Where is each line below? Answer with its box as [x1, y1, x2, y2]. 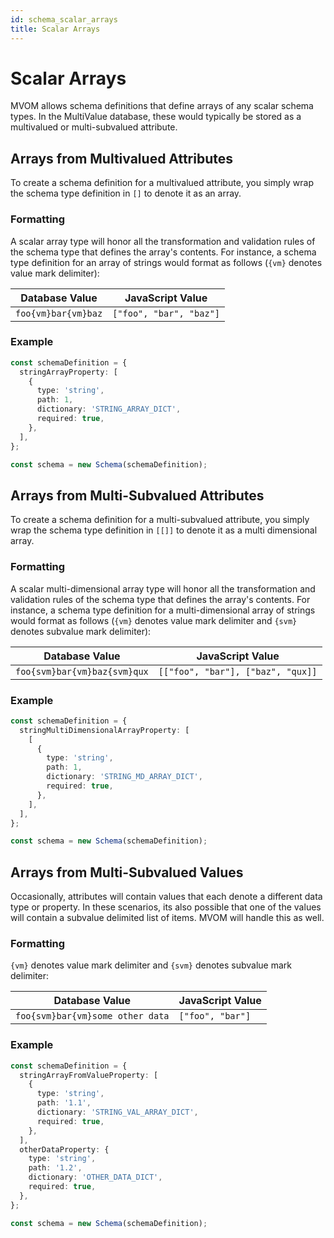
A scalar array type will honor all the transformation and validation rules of [10, 235, 316, 247]
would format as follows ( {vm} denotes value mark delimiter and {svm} [10, 614, 298, 626]
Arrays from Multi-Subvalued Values [10, 864, 244, 881]
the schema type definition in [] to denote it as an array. [10, 187, 242, 200]
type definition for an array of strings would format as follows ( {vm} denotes [10, 256, 323, 268]
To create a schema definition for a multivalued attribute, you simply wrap [10, 177, 315, 189]
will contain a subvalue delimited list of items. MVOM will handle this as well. [10, 912, 325, 924]
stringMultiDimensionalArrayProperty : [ [19, 725, 190, 735]
